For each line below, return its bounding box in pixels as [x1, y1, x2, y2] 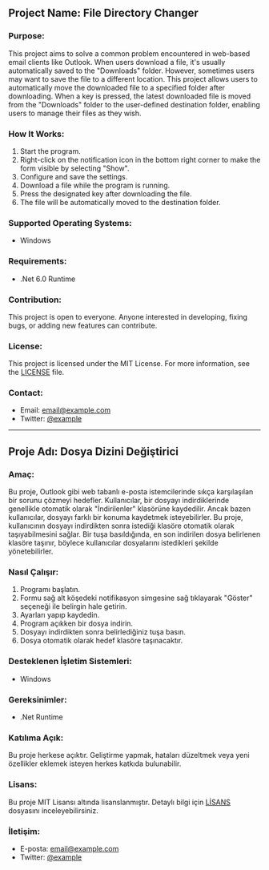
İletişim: [8, 825, 41, 836]
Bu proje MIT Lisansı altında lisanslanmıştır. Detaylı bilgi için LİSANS [8, 797, 231, 807]
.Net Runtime [19, 712, 64, 722]
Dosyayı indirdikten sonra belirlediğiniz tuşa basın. [19, 627, 187, 637]
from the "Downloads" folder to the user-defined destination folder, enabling [8, 99, 260, 109]
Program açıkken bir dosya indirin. [19, 618, 134, 628]
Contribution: [8, 294, 62, 305]
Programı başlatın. [19, 585, 80, 594]
